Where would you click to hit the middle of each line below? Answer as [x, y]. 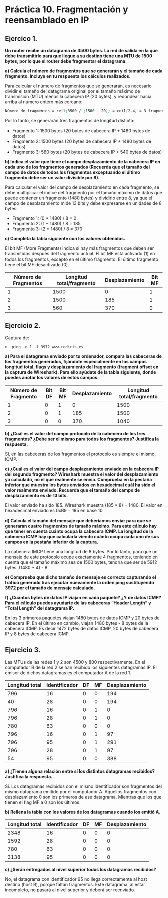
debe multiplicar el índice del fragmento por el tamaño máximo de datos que [84, 192]
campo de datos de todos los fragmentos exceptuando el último [73, 172]
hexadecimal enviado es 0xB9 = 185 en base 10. [54, 510]
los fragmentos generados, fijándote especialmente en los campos [76, 361]
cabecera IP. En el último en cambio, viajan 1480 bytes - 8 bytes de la [77, 623]
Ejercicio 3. [23, 650]
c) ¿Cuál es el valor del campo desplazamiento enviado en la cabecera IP [82, 469]
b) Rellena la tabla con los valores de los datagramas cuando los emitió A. [83, 812]
